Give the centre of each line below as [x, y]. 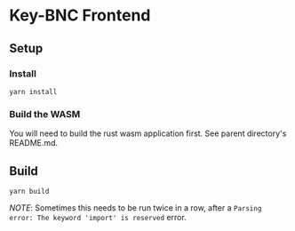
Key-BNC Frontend [80, 16]
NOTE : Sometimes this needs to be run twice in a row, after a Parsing [136, 207]
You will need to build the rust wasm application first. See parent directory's [148, 133]
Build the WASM [45, 114]
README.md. [34, 143]
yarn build [29, 191]
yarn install [33, 92]
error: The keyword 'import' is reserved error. [98, 217]
